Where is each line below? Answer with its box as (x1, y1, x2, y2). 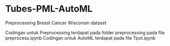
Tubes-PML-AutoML (5, 3, 93, 15)
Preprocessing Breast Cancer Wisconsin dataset (5, 20, 107, 26)
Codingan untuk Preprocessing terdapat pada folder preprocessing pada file (5, 29, 165, 35)
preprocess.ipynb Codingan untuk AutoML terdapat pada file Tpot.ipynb (5, 35, 156, 41)
